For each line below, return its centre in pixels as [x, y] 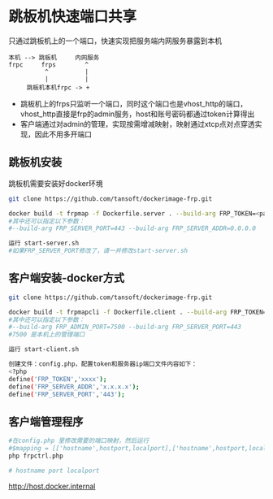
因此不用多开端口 [63, 134]
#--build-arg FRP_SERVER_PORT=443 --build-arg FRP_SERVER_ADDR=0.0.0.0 [132, 228]
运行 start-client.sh [44, 349]
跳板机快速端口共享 [73, 17]
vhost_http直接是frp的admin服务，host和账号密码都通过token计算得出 [137, 114]
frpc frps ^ [49, 65]
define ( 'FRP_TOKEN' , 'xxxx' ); [58, 379]
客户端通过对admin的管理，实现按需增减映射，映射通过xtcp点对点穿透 [138, 124]
